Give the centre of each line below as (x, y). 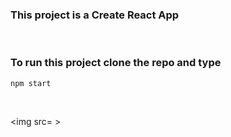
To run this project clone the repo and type (116, 63)
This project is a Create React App (95, 15)
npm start (31, 83)
